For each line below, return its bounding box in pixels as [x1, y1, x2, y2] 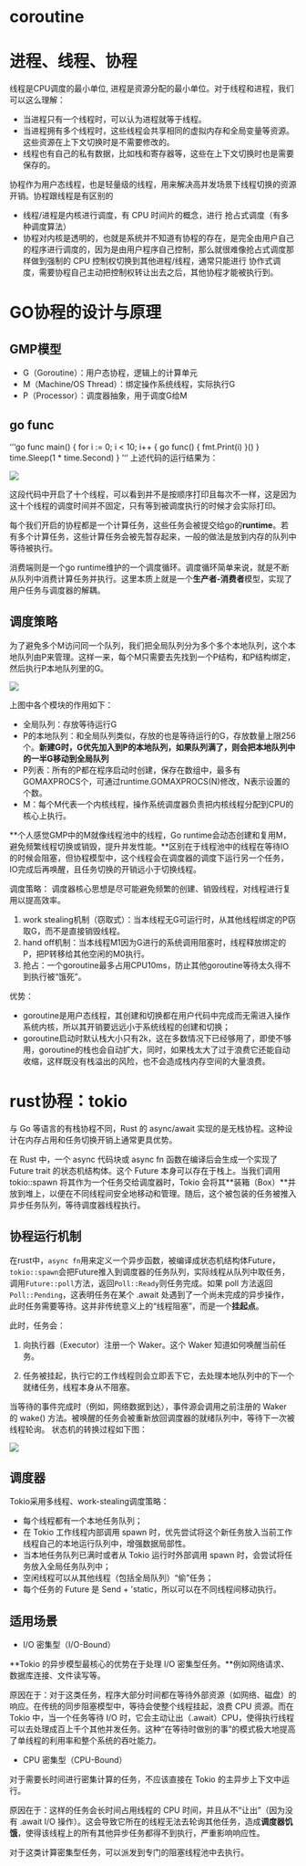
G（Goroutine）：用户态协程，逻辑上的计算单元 [22, 367, 199, 378]
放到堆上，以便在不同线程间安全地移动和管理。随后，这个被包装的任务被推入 [9, 1187, 297, 1198]
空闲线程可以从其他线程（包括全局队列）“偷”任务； [22, 1573, 214, 1584]
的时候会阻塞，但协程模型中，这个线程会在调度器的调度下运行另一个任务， [9, 852, 289, 863]
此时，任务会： [9, 1320, 66, 1331]
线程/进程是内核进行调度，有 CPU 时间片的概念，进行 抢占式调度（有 [22, 210, 281, 221]
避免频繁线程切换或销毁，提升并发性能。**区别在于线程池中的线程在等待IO [9, 840, 290, 851]
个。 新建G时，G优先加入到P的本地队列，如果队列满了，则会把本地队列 [22, 742, 288, 753]
